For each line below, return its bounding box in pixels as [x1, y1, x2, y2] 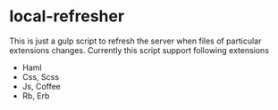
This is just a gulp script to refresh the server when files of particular [9, 35, 262, 46]
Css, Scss [21, 71, 60, 82]
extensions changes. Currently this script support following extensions [9, 44, 270, 55]
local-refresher [9, 6, 125, 27]
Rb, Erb [21, 90, 50, 101]
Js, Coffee [21, 81, 61, 91]
